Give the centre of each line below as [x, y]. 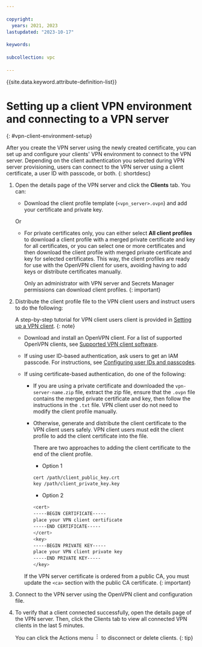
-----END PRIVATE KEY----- [67, 558]
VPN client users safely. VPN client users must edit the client [108, 429]
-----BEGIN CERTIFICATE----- [70, 514]
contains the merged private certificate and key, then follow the [112, 398]
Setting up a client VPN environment [99, 106]
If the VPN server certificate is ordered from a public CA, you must [106, 576]
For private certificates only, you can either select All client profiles [108, 233]
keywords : [19, 45]
